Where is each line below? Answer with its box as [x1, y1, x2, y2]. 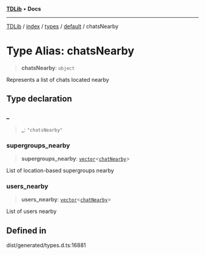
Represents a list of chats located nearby [6, 76, 110, 83]
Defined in [6, 225, 47, 235]
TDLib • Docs [6, 5, 41, 12]
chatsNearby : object [21, 64, 75, 71]
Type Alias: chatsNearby [6, 44, 135, 58]
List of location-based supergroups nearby [6, 167, 114, 174]
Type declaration [6, 94, 72, 104]
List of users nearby [6, 207, 57, 215]
